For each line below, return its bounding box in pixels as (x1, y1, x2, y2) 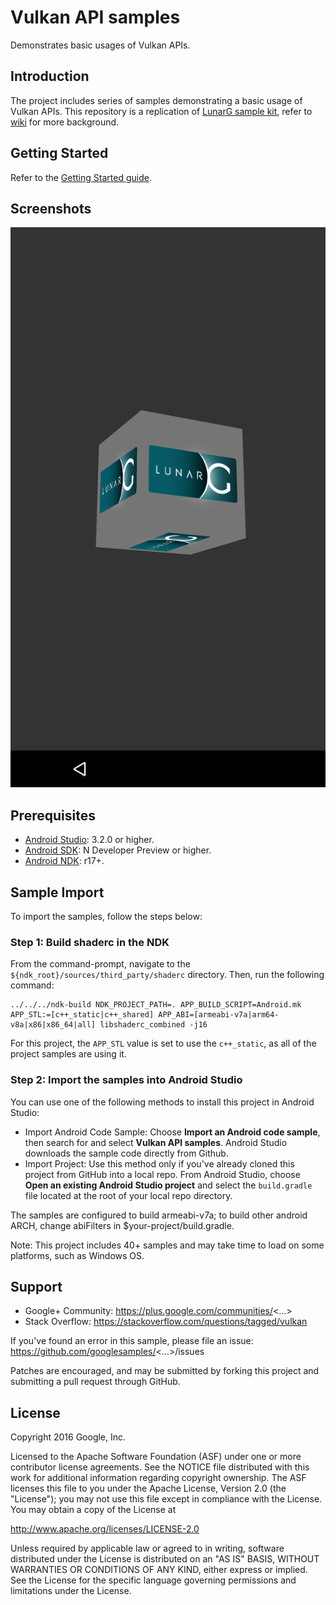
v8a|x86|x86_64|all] (10, 1020, 97, 1030)
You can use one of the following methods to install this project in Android (10, 1096, 315, 1108)
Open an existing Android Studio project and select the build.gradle (24, 1179, 313, 1191)
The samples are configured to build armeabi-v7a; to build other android (10, 1209, 308, 1221)
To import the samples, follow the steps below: (10, 911, 203, 922)
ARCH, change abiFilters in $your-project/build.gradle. (10, 1219, 235, 1231)
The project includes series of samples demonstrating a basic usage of (10, 94, 303, 106)
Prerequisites (10, 807, 96, 824)
